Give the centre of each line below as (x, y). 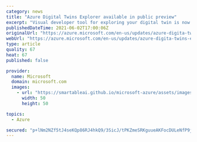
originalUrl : (22, 33)
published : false (27, 60)
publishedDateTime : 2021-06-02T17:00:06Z (57, 28)
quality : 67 (21, 50)
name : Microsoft (31, 77)
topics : (16, 114)
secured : (17, 130)
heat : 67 (17, 55)
